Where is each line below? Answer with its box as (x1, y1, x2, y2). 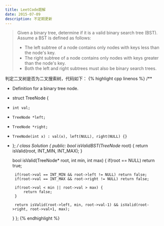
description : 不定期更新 (5, 16, 53, 21)
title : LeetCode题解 (5, 7, 46, 12)
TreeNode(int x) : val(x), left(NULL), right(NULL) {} (12, 134, 128, 139)
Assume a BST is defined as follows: (17, 35, 91, 41)
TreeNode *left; (12, 115, 46, 120)
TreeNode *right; (12, 125, 48, 129)
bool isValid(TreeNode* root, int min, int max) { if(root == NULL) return (12, 158, 155, 163)
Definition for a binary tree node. (12, 86, 79, 92)
